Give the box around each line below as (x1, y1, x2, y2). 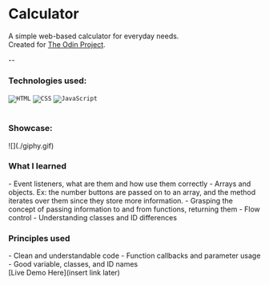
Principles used (8, 232, 70, 243)
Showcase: (8, 123, 54, 134)
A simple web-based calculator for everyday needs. (8, 31, 179, 41)
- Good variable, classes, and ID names (8, 259, 139, 269)
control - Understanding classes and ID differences (8, 212, 178, 222)
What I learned (8, 160, 66, 172)
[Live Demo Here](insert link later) (8, 268, 120, 278)
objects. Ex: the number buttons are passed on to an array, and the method (8, 187, 256, 196)
